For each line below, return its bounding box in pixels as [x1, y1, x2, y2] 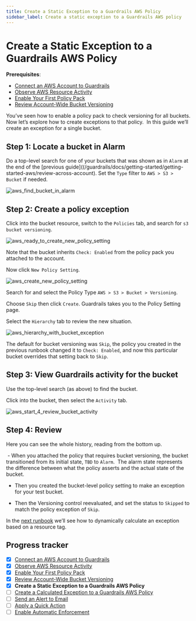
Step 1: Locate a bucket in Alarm [6, 142, 126, 152]
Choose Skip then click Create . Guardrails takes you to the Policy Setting [6, 300, 181, 307]
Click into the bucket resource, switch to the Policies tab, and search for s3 [6, 220, 189, 227]
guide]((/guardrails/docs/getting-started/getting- [65, 163, 184, 170]
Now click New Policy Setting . [6, 266, 80, 273]
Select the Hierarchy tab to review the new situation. [6, 318, 133, 325]
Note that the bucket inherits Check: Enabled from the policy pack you [6, 249, 174, 256]
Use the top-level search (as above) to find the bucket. [6, 385, 138, 392]
